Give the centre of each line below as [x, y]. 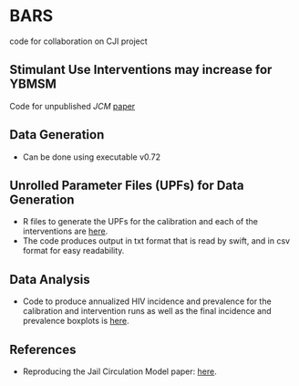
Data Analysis [50, 279]
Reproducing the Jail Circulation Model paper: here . [119, 371]
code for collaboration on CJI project [78, 41]
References [43, 349]
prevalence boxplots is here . [76, 321]
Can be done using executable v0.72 [92, 157]
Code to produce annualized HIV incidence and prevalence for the [147, 301]
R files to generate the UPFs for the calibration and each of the [140, 222]
